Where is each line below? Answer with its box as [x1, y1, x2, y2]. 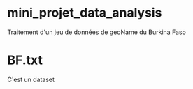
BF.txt [7, 52, 43, 68]
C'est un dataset [7, 75, 55, 83]
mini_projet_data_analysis [7, 5, 162, 21]
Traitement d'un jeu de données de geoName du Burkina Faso [7, 28, 187, 36]
